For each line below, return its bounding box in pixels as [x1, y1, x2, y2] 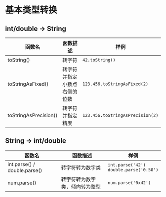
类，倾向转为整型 [61, 183, 101, 190]
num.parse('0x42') [108, 180, 151, 185]
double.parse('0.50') [108, 167, 159, 172]
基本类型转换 [5, 4, 58, 16]
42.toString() [82, 57, 116, 63]
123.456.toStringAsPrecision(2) [82, 113, 159, 118]
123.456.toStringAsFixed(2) [82, 81, 149, 87]
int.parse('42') [108, 162, 146, 167]
